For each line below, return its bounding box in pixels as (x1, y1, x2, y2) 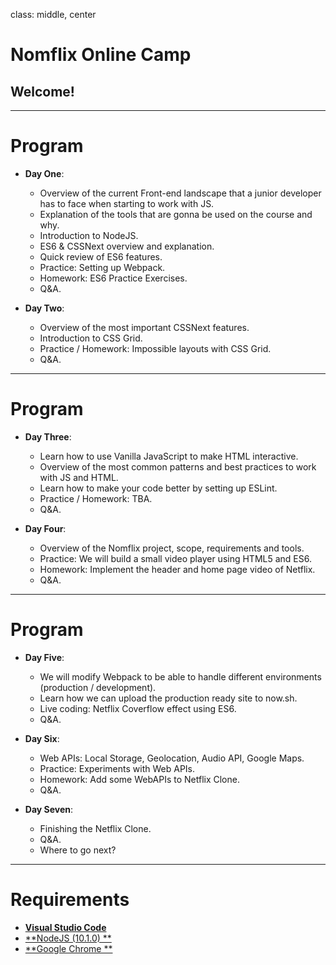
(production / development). (39, 681, 157, 693)
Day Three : (24, 430, 72, 443)
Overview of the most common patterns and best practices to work (39, 460, 317, 473)
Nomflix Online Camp (10, 44, 192, 66)
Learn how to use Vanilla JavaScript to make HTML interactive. (39, 450, 299, 462)
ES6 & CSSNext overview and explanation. (39, 240, 215, 252)
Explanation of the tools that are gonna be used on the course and (39, 208, 313, 220)
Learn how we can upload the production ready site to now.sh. (39, 692, 298, 704)
